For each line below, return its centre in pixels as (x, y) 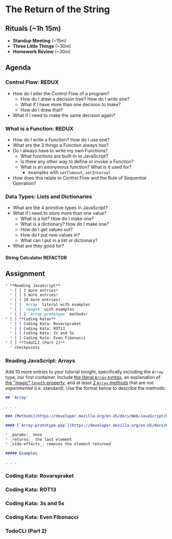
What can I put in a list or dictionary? (59, 241)
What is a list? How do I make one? (57, 218)
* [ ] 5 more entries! (34, 295)
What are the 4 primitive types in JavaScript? (60, 208)
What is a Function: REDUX (39, 128)
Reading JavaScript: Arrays (40, 361)
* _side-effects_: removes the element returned (58, 444)
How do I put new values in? (50, 235)
